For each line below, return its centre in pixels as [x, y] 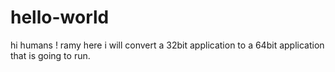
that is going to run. [50, 55]
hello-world [60, 17]
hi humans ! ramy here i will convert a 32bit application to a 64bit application [167, 45]
